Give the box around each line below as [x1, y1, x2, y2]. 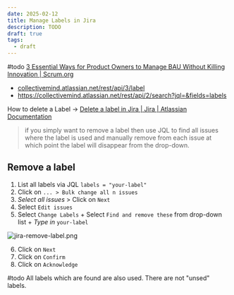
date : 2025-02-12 [7, 10, 58, 18]
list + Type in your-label [17, 217, 89, 226]
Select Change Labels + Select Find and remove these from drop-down [17, 210, 223, 219]
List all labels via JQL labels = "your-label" [17, 180, 147, 188]
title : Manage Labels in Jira [7, 17, 97, 24]
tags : [7, 37, 23, 44]
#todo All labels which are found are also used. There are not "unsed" [7, 273, 210, 282]
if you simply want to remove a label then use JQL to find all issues [24, 126, 218, 134]
